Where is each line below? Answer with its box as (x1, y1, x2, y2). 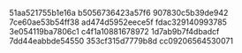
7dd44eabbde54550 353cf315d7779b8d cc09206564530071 (9, 35, 234, 46)
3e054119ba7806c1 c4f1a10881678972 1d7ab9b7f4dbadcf (9, 26, 220, 36)
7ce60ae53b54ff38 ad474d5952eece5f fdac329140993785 (9, 17, 228, 27)
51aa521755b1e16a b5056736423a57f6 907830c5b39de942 (9, 8, 229, 18)
